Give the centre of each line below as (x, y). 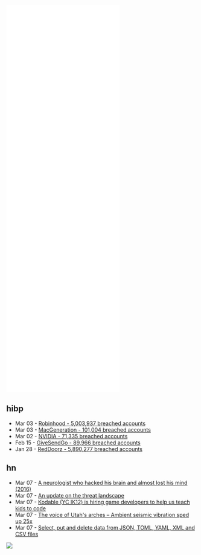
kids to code (30, 508)
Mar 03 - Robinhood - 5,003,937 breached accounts (80, 423)
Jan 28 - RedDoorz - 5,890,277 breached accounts (79, 449)
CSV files (27, 534)
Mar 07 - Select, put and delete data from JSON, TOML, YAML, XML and (105, 527)
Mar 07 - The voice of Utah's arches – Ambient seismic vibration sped (102, 514)
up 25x (24, 521)
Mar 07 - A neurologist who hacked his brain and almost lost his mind (101, 482)
